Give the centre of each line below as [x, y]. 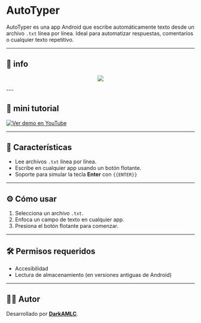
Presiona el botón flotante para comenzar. [66, 226]
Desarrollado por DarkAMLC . [42, 313]
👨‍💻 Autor [23, 299]
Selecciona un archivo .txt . [49, 214]
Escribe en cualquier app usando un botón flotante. [78, 168]
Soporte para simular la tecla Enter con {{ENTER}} [76, 175]
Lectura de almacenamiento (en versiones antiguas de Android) [93, 275]
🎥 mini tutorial [33, 109]
